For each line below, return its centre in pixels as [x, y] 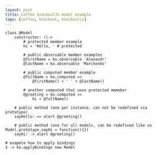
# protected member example [53, 42]
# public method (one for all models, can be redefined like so [83, 126]
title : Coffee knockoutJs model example [48, 15]
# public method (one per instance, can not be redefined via [81, 108]
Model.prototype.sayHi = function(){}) [47, 130]
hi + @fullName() [50, 99]
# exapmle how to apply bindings [40, 143]
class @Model [19, 33]
